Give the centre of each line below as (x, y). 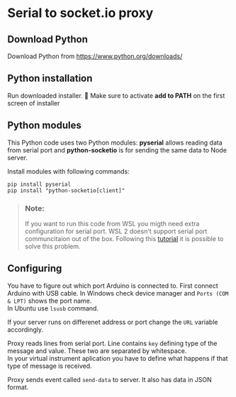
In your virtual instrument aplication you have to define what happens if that (118, 358)
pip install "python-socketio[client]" (66, 190)
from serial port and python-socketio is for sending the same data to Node (117, 150)
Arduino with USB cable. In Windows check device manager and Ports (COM (118, 293)
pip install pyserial (39, 184)
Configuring (35, 268)
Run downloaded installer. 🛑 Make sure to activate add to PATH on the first (116, 95)
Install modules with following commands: (68, 171)
